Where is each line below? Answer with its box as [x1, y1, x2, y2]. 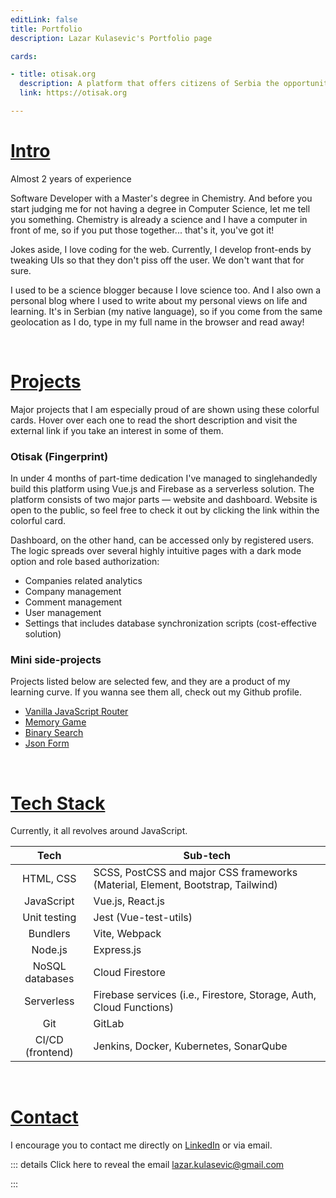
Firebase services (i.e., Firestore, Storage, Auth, [93, 988, 317, 1002]
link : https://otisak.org [19, 88, 128, 98]
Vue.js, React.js [93, 894, 166, 908]
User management [24, 607, 102, 619]
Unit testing [22, 911, 77, 925]
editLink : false [10, 14, 78, 25]
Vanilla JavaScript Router [24, 706, 129, 718]
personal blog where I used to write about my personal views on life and [10, 294, 308, 306]
